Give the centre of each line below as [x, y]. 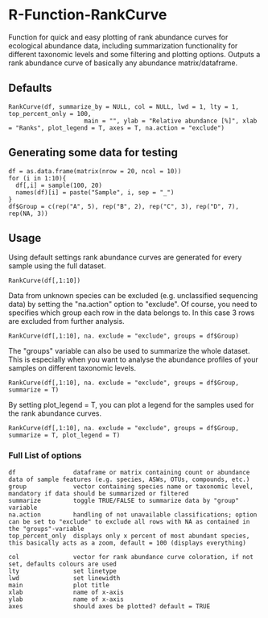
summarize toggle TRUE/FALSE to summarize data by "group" [124, 500]
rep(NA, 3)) [28, 214]
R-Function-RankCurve [88, 15]
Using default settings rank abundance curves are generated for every [125, 257]
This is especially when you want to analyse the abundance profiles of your [134, 359]
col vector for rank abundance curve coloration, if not [131, 557]
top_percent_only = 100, [50, 114]
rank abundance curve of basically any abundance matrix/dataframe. [123, 63]
